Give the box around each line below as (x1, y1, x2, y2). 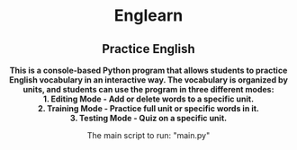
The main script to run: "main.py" (86, 130, 211, 140)
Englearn (113, 5, 184, 26)
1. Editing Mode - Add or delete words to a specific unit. (42, 93, 255, 104)
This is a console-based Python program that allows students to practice (9, 65, 288, 75)
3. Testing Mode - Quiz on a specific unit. (69, 113, 228, 123)
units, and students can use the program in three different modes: (22, 84, 274, 94)
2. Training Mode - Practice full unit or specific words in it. (37, 103, 260, 113)
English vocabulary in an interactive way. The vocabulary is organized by (9, 75, 288, 85)
